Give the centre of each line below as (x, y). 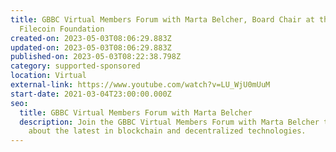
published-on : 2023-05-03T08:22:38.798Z (96, 57)
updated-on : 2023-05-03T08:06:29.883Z (91, 47)
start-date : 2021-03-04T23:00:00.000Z (91, 94)
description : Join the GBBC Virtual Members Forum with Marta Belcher (169, 122)
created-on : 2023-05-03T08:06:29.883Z (91, 38)
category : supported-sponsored (75, 66)
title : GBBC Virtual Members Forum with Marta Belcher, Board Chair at (162, 19)
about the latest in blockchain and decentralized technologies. (167, 131)
